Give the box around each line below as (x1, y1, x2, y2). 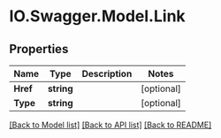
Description (81, 68, 133, 80)
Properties (9, 42, 69, 57)
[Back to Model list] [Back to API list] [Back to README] (9, 119, 212, 130)
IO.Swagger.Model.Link (9, 6, 186, 27)
